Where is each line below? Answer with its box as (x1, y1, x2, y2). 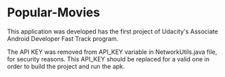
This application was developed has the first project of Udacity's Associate (7, 27, 219, 35)
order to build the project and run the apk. (7, 62, 125, 70)
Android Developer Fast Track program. (7, 34, 119, 42)
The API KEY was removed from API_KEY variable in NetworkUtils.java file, (7, 48, 217, 56)
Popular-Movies (7, 5, 101, 20)
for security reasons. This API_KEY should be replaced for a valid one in (7, 55, 210, 63)
